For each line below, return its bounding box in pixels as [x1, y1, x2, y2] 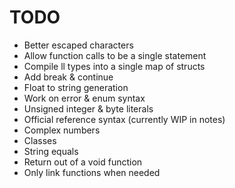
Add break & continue [23, 71, 114, 83]
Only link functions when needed [23, 166, 161, 178]
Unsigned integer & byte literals [23, 102, 154, 115]
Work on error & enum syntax [23, 92, 146, 104]
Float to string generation [23, 81, 129, 93]
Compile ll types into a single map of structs [23, 60, 206, 72]
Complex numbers [23, 124, 101, 136]
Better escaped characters [23, 39, 134, 51]
